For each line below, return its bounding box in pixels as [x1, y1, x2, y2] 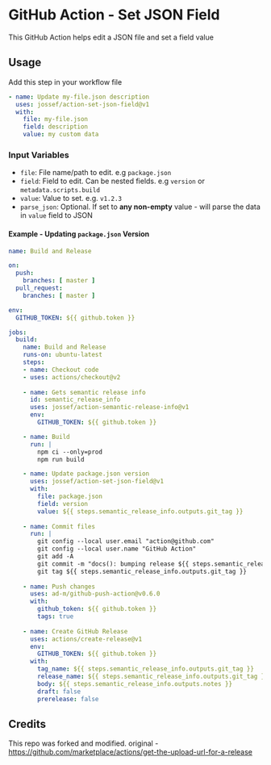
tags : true [37, 612, 74, 621]
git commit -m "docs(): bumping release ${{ [37, 559, 190, 568]
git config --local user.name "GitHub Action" [37, 545, 197, 554]
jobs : [8, 328, 27, 337]
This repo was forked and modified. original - [8, 738, 159, 748]
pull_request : [15, 284, 63, 292]
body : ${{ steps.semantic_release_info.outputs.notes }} [37, 679, 232, 688]
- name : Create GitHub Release [23, 627, 128, 635]
